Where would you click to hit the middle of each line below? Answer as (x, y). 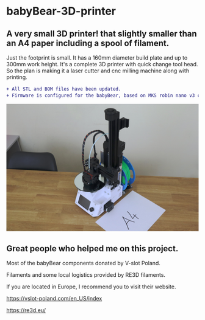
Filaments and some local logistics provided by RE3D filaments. (86, 275)
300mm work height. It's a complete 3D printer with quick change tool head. (102, 64)
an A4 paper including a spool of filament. (88, 43)
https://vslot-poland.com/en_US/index (54, 299)
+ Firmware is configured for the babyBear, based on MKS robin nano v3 (101, 96)
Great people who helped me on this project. (92, 249)
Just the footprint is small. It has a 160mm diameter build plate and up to (97, 58)
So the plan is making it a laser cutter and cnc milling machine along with (98, 71)
